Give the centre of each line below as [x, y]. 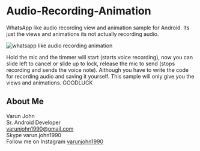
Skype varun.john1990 [34, 135]
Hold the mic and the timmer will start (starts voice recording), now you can [100, 57]
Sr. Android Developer [34, 122]
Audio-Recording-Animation [79, 11]
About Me [25, 102]
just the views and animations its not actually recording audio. [83, 34]
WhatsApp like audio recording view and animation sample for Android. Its [98, 28]
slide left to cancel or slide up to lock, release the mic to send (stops [91, 64]
